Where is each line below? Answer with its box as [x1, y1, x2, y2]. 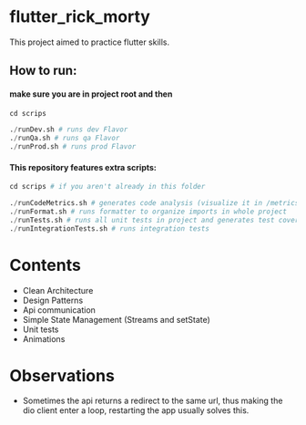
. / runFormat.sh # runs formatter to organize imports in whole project [9, 207, 287, 216]
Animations [22, 333, 66, 344]
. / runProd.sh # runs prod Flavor [9, 142, 137, 151]
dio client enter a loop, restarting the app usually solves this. [22, 405, 250, 416]
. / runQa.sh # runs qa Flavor [9, 134, 120, 143]
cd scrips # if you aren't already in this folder [9, 182, 206, 192]
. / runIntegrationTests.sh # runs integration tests [9, 223, 209, 233]
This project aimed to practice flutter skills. [9, 36, 170, 47]
